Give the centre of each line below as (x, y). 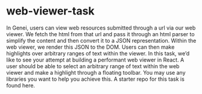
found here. (21, 85)
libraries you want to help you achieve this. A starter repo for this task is (96, 79)
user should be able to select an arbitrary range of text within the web (93, 66)
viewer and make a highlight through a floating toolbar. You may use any (96, 72)
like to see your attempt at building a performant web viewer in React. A (95, 60)
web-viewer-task (50, 11)
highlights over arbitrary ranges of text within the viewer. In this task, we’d (98, 53)
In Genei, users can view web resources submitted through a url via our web (101, 28)
